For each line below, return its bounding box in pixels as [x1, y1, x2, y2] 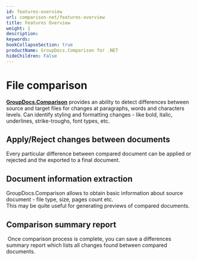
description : [6, 31, 39, 37]
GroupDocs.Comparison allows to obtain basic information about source [6, 190, 183, 197]
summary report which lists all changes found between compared [6, 242, 168, 249]
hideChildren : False [6, 53, 58, 59]
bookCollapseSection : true [6, 42, 73, 48]
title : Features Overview [6, 20, 70, 26]
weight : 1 [6, 25, 31, 32]
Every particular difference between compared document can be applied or [6, 150, 192, 158]
